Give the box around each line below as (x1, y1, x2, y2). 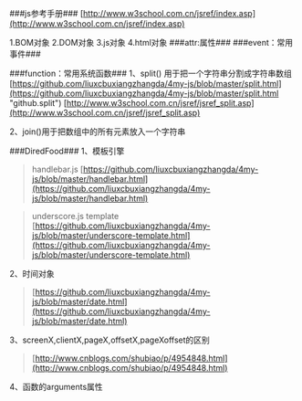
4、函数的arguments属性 (9, 382, 103, 392)
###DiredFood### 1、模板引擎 (9, 145, 125, 156)
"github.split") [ (9, 98, 68, 108)
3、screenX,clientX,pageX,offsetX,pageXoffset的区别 (9, 334, 210, 345)
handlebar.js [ (31, 164, 84, 174)
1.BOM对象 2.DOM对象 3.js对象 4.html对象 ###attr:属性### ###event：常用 (9, 37, 294, 47)
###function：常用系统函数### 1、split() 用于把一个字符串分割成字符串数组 (9, 68, 292, 79)
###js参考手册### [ (9, 8, 84, 18)
